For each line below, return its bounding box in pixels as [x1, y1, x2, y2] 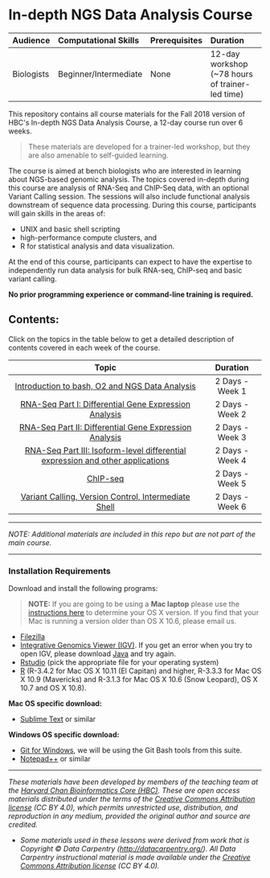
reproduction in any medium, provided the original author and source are [8, 811, 251, 821]
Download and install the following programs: [8, 584, 158, 593]
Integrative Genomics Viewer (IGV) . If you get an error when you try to [19, 641, 253, 650]
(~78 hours [210, 68, 253, 80]
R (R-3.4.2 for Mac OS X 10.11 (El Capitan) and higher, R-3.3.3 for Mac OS [19, 666, 262, 676]
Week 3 [217, 432, 247, 443]
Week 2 [217, 408, 247, 420]
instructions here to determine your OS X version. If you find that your [27, 608, 260, 617]
